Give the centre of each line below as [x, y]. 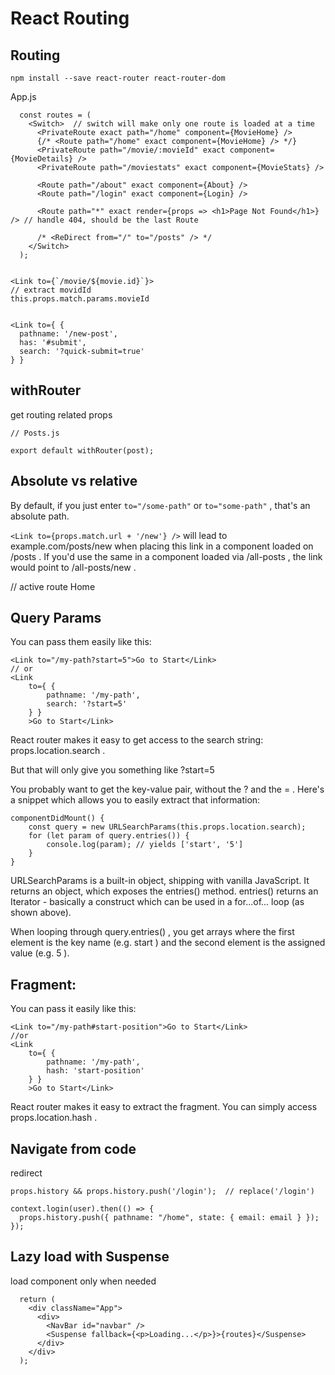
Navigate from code [73, 1148]
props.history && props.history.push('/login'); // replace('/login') [162, 1192]
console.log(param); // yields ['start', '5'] [145, 845]
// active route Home [53, 586]
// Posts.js [35, 433]
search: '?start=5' [87, 704]
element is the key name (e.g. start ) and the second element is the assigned [168, 943]
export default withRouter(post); [82, 450]
